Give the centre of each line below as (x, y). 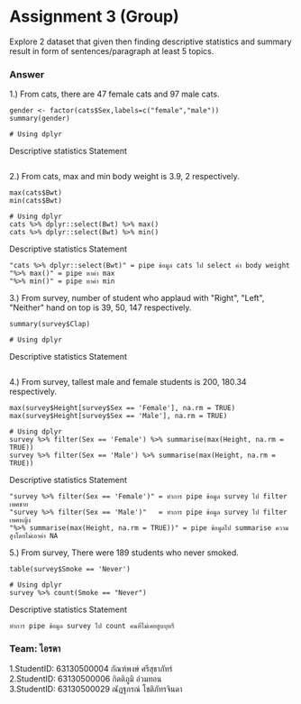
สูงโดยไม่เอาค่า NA (34, 536)
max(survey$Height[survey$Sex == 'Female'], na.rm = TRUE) (123, 408)
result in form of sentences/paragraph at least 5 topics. (112, 50)
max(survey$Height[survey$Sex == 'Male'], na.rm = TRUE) (119, 416)
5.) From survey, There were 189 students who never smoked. (124, 553)
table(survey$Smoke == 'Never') (70, 570)
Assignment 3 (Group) (95, 17)
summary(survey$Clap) (50, 325)
